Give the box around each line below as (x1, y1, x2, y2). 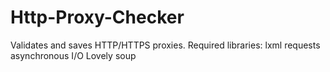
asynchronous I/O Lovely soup (10, 49, 137, 61)
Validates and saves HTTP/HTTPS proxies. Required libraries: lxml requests (10, 39, 321, 51)
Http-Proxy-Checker (10, 6, 185, 29)
